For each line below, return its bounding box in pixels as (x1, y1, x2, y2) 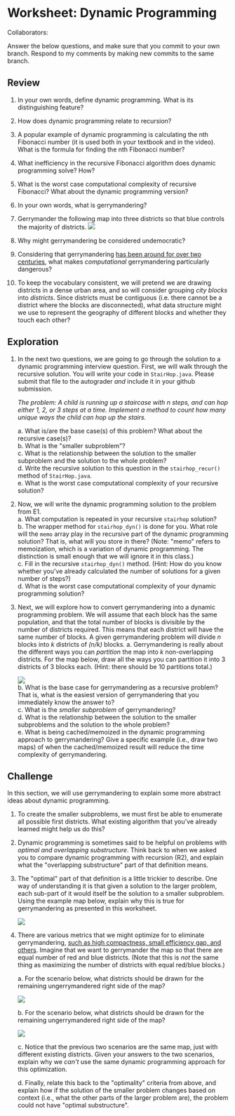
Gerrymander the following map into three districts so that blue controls (17, 214, 224, 222)
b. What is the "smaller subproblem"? (17, 441, 126, 450)
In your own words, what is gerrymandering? (17, 201, 147, 209)
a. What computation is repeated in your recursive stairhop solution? (17, 514, 217, 523)
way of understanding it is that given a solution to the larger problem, (17, 882, 217, 890)
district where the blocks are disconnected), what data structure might (17, 300, 222, 309)
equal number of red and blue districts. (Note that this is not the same (17, 953, 219, 962)
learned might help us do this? (17, 825, 105, 833)
